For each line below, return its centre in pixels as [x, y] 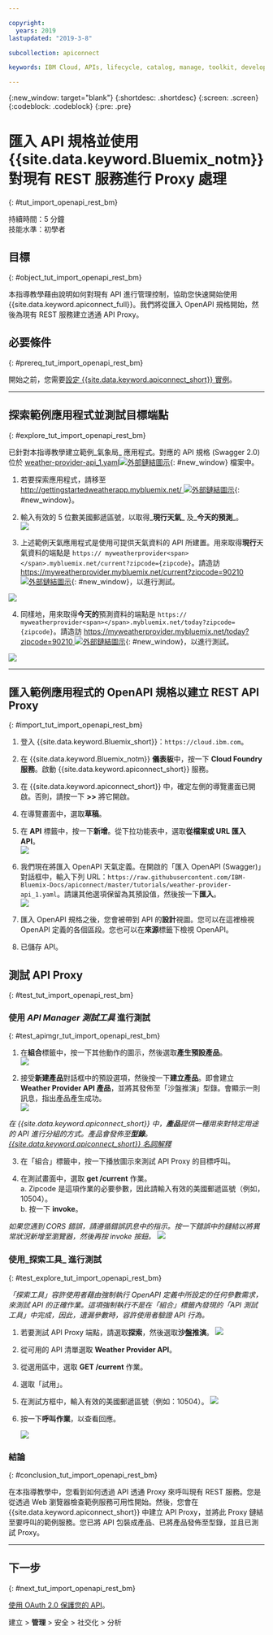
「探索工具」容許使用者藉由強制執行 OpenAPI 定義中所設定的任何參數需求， [135, 1295]
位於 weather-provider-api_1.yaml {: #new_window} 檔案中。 [134, 462]
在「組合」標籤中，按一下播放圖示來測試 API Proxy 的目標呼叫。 [128, 1161]
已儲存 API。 [41, 947]
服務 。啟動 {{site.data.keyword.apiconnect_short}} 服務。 [117, 770]
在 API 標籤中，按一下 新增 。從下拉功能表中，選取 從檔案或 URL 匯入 [133, 831]
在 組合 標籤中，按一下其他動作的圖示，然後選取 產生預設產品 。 [123, 1052]
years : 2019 [36, 30]
